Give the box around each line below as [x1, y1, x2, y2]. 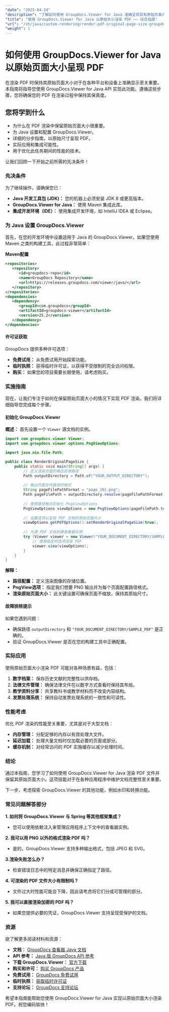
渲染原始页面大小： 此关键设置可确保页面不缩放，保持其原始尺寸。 [12, 590, 151, 597]
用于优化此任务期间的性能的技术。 [12, 148, 83, 154]
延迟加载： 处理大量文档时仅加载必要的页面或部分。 [12, 737, 120, 744]
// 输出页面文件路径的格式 [23, 483, 71, 488]
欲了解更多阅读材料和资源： [5, 935, 63, 942]
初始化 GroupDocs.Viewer [5, 414, 60, 420]
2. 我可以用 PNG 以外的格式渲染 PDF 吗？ [5, 835, 91, 841]
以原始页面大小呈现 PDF [5, 62, 104, 74]
